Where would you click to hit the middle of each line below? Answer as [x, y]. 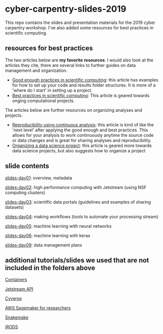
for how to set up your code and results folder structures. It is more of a [84, 85]
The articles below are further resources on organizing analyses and [74, 110]
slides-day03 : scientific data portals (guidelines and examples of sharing [78, 202]
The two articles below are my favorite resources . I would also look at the [79, 60]
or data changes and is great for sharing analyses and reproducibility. [82, 140]
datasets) [15, 207]
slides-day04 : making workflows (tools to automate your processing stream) [82, 216]
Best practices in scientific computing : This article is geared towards [81, 95]
